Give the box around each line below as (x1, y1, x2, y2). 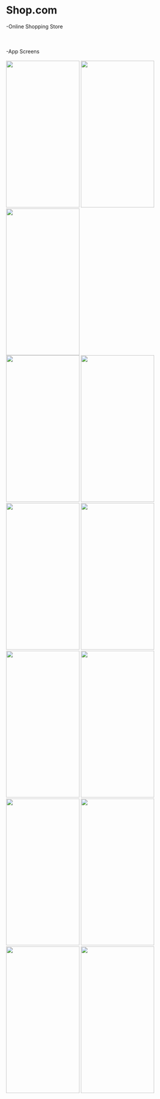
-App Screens (6, 48, 40, 55)
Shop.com (6, 4, 57, 17)
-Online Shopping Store (6, 23, 63, 30)
